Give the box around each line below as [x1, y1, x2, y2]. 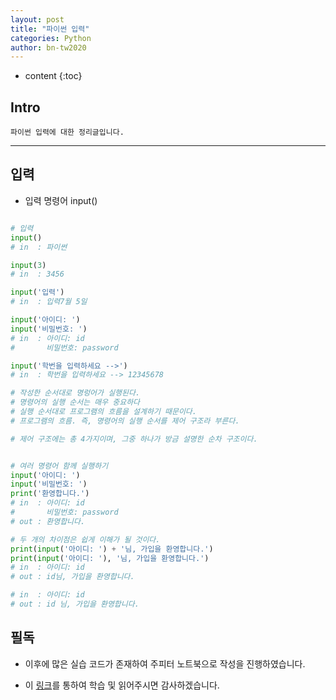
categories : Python [10, 33, 92, 43]
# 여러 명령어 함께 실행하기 [10, 461, 109, 471]
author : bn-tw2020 [10, 42, 87, 53]
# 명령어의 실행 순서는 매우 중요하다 [10, 397, 141, 408]
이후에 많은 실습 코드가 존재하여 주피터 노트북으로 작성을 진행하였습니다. [24, 657, 306, 670]
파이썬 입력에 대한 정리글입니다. [10, 127, 125, 138]
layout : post [10, 14, 65, 25]
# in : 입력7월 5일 [10, 297, 88, 307]
